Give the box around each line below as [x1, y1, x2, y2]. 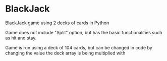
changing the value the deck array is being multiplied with [5, 50, 126, 56]
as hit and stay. [5, 35, 37, 41]
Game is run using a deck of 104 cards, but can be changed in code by [5, 44, 152, 50]
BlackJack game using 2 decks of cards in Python [5, 20, 109, 26]
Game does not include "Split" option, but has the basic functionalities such [5, 29, 162, 35]
